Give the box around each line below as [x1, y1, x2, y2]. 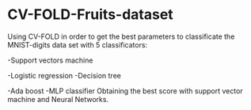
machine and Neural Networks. [7, 94, 108, 104]
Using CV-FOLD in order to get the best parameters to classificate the [7, 32, 235, 41]
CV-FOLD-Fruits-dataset [7, 6, 173, 24]
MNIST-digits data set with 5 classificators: [7, 40, 148, 49]
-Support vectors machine [7, 55, 93, 65]
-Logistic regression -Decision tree [7, 70, 122, 80]
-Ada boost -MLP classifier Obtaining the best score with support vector [7, 85, 243, 96]
